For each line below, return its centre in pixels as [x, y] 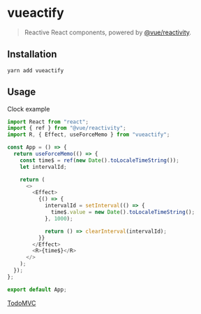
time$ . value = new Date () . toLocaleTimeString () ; [123, 212]
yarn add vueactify [36, 70]
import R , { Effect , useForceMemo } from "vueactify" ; [89, 135]
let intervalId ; [44, 167]
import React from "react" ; [48, 122]
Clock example [29, 109]
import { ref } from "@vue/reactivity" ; [67, 128]
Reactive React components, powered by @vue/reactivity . [108, 32]
